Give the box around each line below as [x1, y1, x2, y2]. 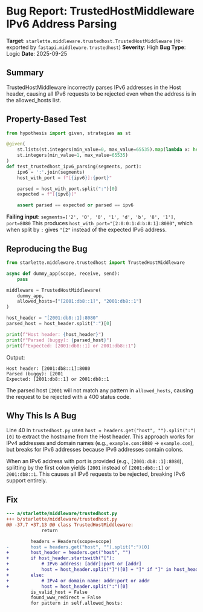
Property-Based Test [6, 114, 86, 125]
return [41, 527, 59, 533]
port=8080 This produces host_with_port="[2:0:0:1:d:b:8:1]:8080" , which [6, 220, 193, 227]
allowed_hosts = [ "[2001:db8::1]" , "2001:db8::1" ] [17, 298, 142, 304]
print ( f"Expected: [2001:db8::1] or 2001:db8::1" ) [6, 343, 137, 349]
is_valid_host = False [30, 589, 88, 595]
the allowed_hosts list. [6, 96, 62, 104]
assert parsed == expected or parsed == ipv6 [17, 202, 134, 208]
